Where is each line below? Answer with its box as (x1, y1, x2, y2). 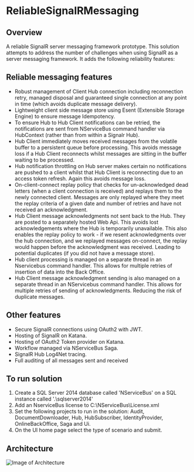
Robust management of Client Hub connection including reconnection (14, 88, 183, 95)
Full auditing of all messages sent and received (14, 357, 128, 364)
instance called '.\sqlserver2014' (14, 395, 94, 402)
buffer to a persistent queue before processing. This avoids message (14, 143, 182, 151)
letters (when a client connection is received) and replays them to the (14, 187, 183, 194)
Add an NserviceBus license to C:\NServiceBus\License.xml (14, 402, 159, 409)
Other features (6, 310, 61, 320)
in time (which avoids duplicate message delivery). (14, 100, 138, 107)
